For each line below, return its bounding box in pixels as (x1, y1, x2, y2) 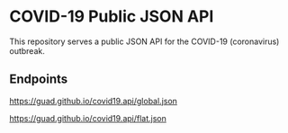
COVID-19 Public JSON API (9, 6, 214, 27)
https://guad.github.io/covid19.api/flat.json (9, 112, 166, 123)
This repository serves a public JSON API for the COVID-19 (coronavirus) (9, 36, 280, 47)
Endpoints (9, 72, 68, 87)
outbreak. (9, 45, 45, 56)
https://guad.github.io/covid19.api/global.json (9, 95, 178, 106)
